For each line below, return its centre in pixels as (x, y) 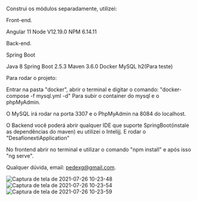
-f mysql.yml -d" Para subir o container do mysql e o (95, 96)
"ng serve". (20, 156)
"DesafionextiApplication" (38, 138)
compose (18, 96)
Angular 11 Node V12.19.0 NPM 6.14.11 (51, 32)
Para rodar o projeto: (32, 78)
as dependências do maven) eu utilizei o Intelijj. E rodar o (76, 132)
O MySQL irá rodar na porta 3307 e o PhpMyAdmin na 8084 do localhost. (96, 114)
